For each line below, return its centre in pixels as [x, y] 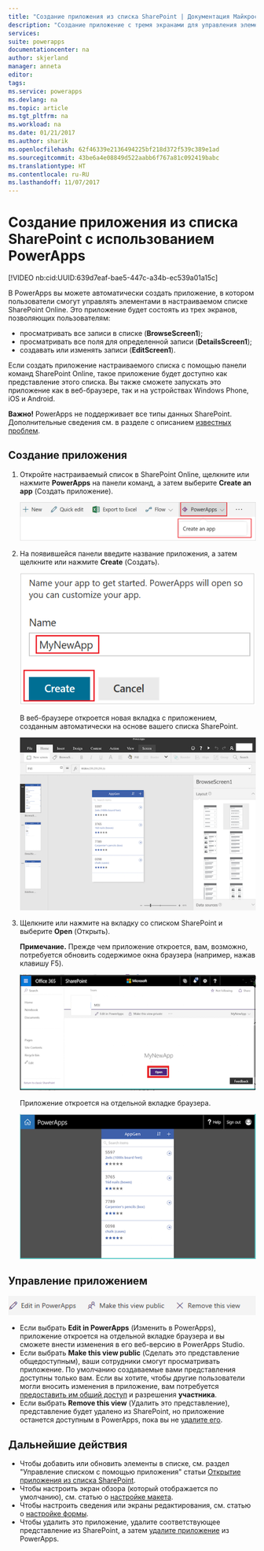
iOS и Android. [32, 399]
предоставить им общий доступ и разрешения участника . [118, 1395]
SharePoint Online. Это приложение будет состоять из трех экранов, [123, 310]
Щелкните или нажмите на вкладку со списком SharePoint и [121, 923]
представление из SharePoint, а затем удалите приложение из [124, 1531]
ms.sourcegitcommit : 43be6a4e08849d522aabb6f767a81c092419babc [114, 157]
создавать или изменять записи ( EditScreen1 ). [97, 350]
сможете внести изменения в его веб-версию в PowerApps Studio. [132, 1345]
